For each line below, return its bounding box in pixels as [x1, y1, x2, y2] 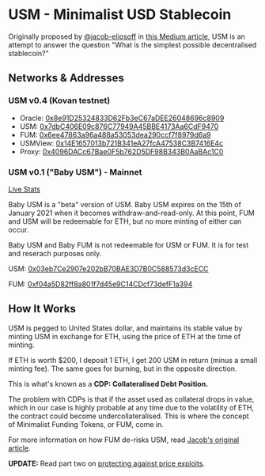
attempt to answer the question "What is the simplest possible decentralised [8, 40, 257, 49]
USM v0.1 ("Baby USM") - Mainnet [8, 166, 142, 177]
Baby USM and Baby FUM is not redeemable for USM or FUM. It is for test [8, 240, 249, 250]
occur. [8, 225, 29, 234]
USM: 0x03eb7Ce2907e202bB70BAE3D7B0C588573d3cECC [8, 263, 209, 274]
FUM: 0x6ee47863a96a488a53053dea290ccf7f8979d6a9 [19, 130, 211, 139]
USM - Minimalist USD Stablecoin [8, 6, 232, 24]
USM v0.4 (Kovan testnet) [8, 95, 111, 106]
